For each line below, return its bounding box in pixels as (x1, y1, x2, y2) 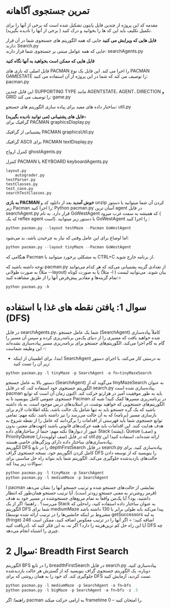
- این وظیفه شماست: (6, 345, 47, 351)
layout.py (6, 168, 27, 173)
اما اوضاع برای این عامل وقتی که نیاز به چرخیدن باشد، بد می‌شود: (6, 235, 129, 241)
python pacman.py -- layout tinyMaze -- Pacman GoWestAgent (6, 244, 131, 249)
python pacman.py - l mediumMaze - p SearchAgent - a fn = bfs (6, 583, 131, 588)
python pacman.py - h (6, 284, 50, 289)
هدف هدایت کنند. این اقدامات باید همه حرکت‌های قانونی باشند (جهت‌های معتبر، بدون (6, 423, 164, 429)
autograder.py (15, 172, 45, 178)
